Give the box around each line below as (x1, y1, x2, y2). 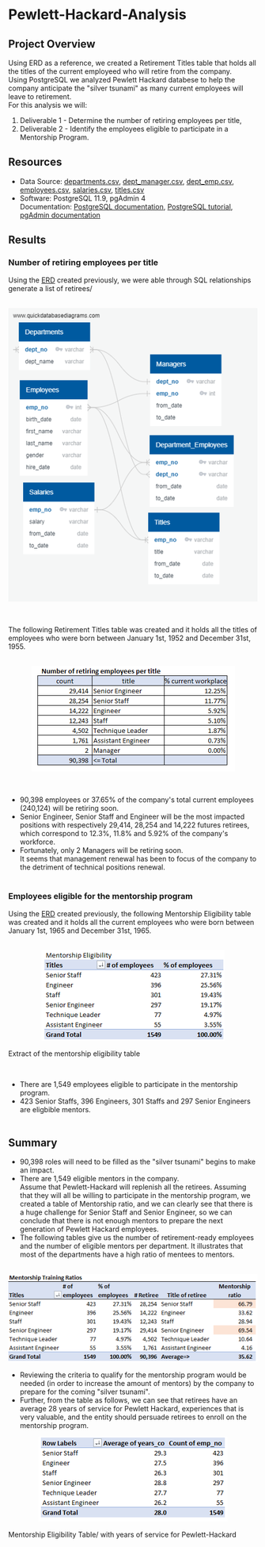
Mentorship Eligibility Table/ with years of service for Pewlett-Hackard (8, 1530, 237, 1539)
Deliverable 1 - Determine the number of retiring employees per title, (19, 116, 243, 125)
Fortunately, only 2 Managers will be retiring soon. (19, 846, 184, 855)
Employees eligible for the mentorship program (8, 891, 193, 902)
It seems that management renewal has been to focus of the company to (19, 854, 257, 864)
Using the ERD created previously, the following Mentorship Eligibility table (8, 908, 252, 918)
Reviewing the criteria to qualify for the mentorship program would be (19, 1370, 247, 1380)
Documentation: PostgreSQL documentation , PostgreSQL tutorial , (19, 202, 233, 211)
